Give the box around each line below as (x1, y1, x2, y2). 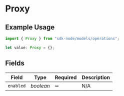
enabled (7, 83, 26, 88)
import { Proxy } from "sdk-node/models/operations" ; (5, 36, 120, 41)
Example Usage (5, 23, 55, 31)
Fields (5, 59, 25, 67)
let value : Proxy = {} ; (5, 45, 55, 50)
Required (54, 73, 77, 80)
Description (81, 73, 110, 80)
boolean (30, 82, 50, 89)
